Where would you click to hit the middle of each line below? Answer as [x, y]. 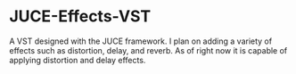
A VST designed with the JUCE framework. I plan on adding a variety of [141, 41]
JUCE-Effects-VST [80, 16]
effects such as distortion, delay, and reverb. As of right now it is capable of [148, 50]
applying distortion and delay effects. [78, 60]
